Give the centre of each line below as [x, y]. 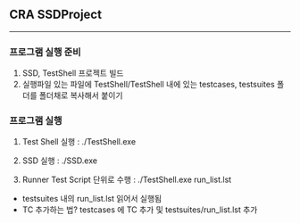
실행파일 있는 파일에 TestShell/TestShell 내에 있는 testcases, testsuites [148, 85]
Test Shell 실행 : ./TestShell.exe [79, 142]
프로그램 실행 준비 [46, 52]
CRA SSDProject [56, 15]
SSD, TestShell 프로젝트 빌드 [73, 73]
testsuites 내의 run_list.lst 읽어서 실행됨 [92, 199]
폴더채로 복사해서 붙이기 [81, 95]
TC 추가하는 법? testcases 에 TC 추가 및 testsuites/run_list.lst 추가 [140, 210]
